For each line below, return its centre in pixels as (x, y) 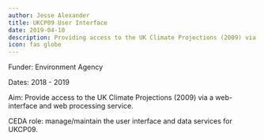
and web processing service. (86, 106)
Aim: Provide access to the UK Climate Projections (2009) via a (111, 98)
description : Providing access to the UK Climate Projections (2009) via (132, 37)
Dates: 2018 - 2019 (39, 83)
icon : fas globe (35, 45)
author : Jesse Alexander (49, 15)
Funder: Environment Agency (56, 67)
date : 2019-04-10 (37, 30)
